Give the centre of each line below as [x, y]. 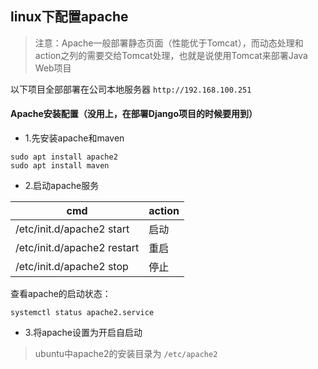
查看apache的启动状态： [61, 294]
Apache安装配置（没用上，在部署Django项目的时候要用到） [134, 114]
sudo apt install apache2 [64, 157]
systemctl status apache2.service [82, 313]
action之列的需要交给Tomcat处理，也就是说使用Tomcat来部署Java [171, 55]
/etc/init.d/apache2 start [72, 229]
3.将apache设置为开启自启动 [83, 333]
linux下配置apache [69, 17]
